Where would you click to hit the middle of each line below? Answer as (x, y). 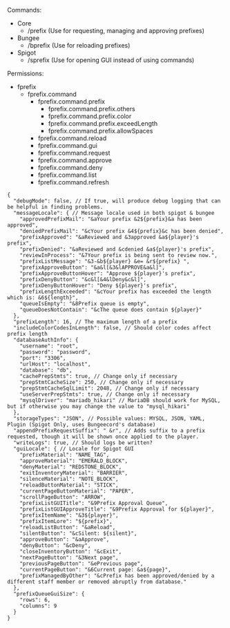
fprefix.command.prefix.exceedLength (103, 123)
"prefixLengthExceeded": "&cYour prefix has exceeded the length (116, 292)
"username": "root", (49, 346)
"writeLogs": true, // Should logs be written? (83, 443)
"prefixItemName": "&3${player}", (69, 515)
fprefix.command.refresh (73, 182)
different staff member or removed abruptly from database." (97, 582)
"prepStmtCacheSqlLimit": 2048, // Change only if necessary (109, 388)
